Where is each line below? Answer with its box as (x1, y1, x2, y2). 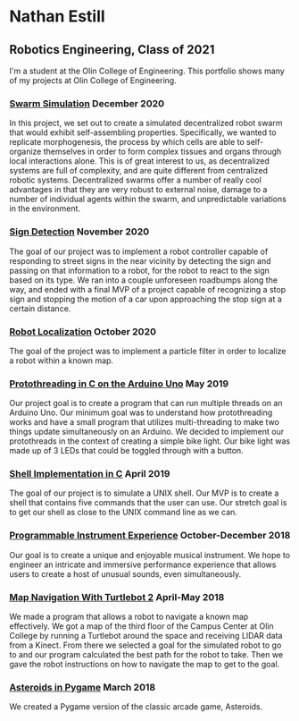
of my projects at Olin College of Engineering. (9, 75, 177, 86)
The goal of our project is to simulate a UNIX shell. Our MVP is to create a (9, 488, 279, 498)
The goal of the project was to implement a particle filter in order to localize (9, 345, 287, 356)
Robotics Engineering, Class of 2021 (9, 42, 215, 57)
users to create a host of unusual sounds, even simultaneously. (9, 568, 242, 579)
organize (9, 146, 42, 157)
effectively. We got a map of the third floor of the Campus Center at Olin (9, 621, 274, 632)
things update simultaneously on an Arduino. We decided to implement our (9, 427, 284, 437)
